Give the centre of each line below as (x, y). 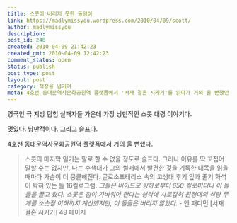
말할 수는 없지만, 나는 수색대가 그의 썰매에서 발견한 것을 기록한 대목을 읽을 (126, 168)
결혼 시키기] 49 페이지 (55, 212)
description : (27, 34)
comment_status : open (39, 60)
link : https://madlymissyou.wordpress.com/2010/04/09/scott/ (99, 21)
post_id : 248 (27, 40)
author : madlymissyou (39, 27)
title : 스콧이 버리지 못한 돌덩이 (50, 14)
